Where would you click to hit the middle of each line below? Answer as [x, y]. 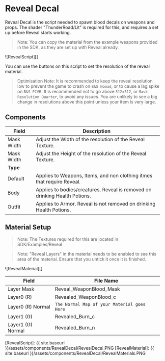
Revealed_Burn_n [75, 328]
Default [16, 179]
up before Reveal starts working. [38, 32]
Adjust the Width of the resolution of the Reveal [90, 139]
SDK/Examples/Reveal [40, 244]
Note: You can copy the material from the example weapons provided [87, 42]
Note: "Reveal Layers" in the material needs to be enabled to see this [87, 254]
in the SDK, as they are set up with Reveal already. [68, 47]
